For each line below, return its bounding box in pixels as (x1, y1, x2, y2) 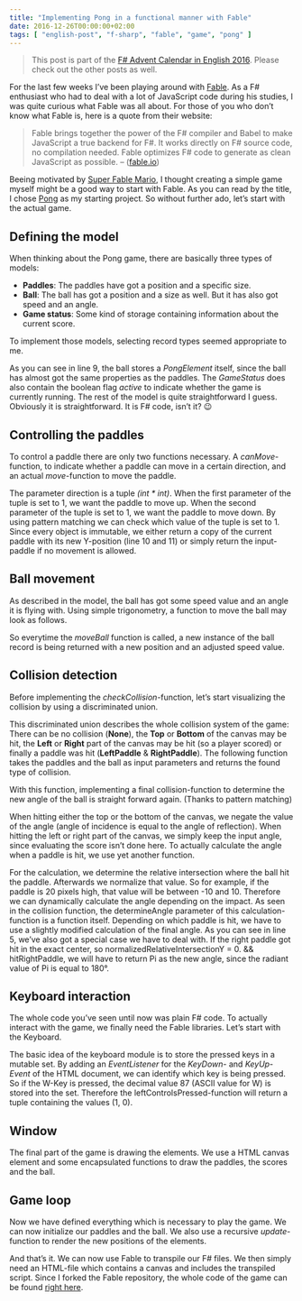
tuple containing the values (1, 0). (9, 1097, 133, 1108)
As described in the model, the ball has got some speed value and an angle (9, 595, 289, 606)
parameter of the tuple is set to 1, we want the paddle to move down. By (9, 507, 277, 518)
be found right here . (9, 1282, 84, 1293)
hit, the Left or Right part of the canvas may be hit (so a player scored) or (9, 738, 282, 748)
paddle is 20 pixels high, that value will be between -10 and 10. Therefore (9, 885, 281, 897)
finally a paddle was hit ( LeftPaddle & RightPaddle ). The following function (9, 747, 288, 758)
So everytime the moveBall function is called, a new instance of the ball (9, 632, 275, 643)
